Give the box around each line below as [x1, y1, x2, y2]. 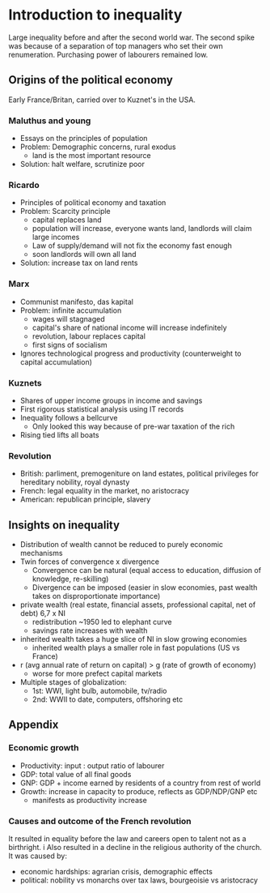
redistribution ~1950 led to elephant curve [32, 617, 172, 627]
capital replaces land [32, 215, 102, 224]
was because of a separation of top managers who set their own [8, 41, 224, 50]
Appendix [8, 718, 59, 732]
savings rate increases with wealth [32, 626, 148, 635]
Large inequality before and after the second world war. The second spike [8, 32, 255, 42]
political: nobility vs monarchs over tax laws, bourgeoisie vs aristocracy [19, 875, 259, 885]
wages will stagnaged [32, 314, 105, 323]
